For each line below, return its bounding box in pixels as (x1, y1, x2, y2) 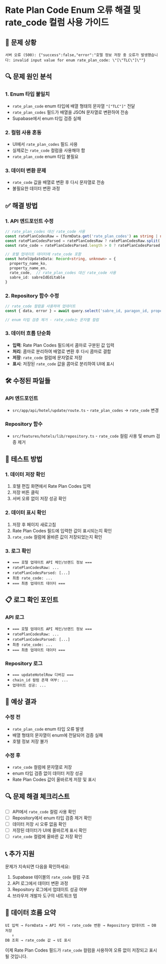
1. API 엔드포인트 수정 (5, 218, 54, 225)
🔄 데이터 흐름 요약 (5, 908, 56, 917)
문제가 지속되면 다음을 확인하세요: (5, 863, 70, 869)
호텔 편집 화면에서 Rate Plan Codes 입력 (12, 483, 91, 489)
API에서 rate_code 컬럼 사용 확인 (12, 808, 77, 814)
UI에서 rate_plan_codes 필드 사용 (12, 141, 78, 147)
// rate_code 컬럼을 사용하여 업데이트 (5, 303, 76, 309)
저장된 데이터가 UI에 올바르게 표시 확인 (12, 827, 87, 833)
